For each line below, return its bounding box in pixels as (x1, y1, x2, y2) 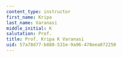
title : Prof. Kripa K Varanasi (6, 36, 84, 42)
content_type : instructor (6, 8, 71, 15)
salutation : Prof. (6, 31, 52, 37)
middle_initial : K (6, 25, 52, 31)
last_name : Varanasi (6, 20, 58, 26)
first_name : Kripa (6, 14, 52, 20)
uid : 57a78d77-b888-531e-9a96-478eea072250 (6, 42, 117, 48)
